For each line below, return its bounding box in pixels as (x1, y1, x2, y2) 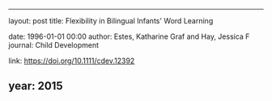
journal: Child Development (8, 40, 100, 49)
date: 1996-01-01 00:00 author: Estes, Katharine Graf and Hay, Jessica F (8, 32, 250, 41)
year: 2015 (8, 79, 63, 93)
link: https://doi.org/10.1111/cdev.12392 (8, 56, 135, 65)
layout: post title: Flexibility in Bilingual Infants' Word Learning (8, 16, 214, 25)
